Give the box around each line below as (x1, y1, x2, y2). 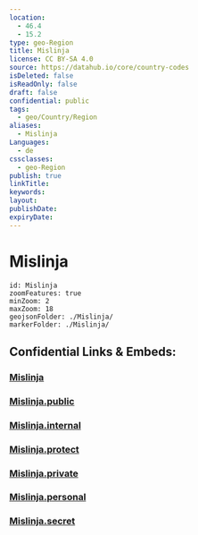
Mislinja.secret (9, 515, 76, 528)
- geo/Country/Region (17, 113, 98, 122)
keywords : (9, 188, 46, 197)
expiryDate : (9, 212, 54, 222)
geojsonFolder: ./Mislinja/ (9, 312, 114, 321)
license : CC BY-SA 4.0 (9, 55, 94, 64)
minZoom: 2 (9, 296, 50, 305)
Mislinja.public (9, 395, 75, 407)
